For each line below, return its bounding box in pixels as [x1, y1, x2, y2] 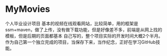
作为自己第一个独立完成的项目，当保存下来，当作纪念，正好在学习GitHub [5, 39, 156, 45]
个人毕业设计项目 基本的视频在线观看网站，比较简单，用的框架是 [5, 20, 138, 26]
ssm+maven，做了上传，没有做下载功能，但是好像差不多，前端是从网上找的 [5, 26, 162, 33]
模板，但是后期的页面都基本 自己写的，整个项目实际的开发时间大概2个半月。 [5, 33, 163, 39]
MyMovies [5, 3, 50, 15]
